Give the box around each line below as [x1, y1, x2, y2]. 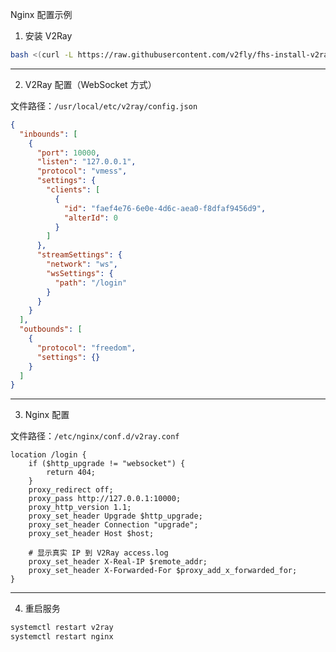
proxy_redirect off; [28, 485, 114, 495]
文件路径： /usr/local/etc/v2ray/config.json [10, 99, 198, 112]
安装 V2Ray [24, 30, 73, 42]
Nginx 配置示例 [10, 9, 73, 20]
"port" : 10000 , [36, 148, 101, 158]
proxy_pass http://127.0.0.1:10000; [28, 494, 182, 504]
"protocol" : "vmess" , [36, 166, 128, 177]
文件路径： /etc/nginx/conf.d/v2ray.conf [10, 430, 180, 442]
